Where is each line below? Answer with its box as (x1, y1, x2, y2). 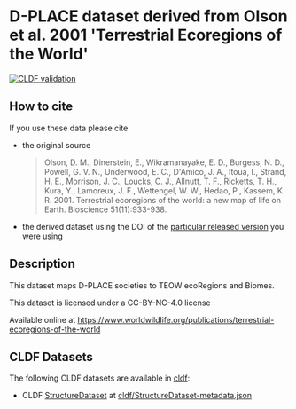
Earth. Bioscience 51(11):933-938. (43, 204, 167, 215)
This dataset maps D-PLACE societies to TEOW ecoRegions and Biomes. (9, 279, 275, 290)
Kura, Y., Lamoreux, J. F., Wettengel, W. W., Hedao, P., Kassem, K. (43, 185, 285, 196)
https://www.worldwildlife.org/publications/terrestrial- (77, 314, 275, 325)
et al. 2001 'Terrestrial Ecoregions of (9, 25, 283, 45)
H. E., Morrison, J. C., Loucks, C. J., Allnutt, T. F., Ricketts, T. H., (43, 176, 277, 186)
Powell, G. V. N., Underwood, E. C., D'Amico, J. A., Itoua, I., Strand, (43, 166, 287, 177)
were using (21, 231, 64, 241)
